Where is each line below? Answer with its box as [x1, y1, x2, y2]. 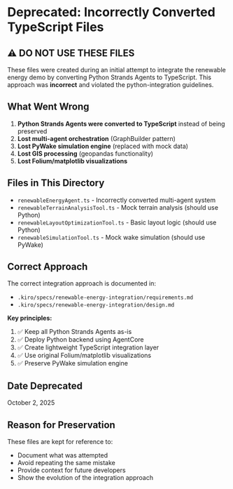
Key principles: [7, 314, 52, 323]
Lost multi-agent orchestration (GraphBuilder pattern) [17, 134, 176, 142]
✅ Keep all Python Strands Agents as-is [17, 328, 132, 336]
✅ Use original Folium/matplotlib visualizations [17, 351, 152, 360]
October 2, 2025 [7, 398, 55, 407]
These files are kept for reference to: [7, 438, 113, 446]
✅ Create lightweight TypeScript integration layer [17, 343, 160, 351]
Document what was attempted [17, 451, 108, 460]
